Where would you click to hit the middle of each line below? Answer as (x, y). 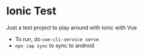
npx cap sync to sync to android (55, 45)
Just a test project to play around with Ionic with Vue (72, 27)
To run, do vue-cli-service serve (57, 39)
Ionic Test (31, 11)
